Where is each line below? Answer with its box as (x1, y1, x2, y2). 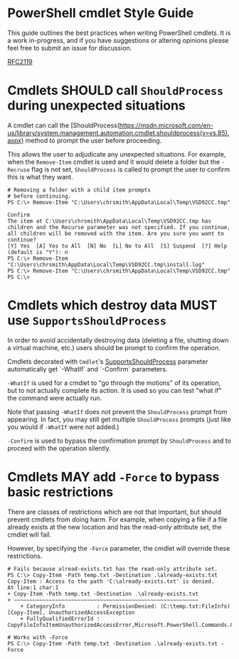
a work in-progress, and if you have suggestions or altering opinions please (7, 36, 229, 44)
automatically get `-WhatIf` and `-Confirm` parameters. (7, 364, 168, 373)
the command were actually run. (7, 394, 102, 402)
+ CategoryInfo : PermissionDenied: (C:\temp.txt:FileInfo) (20, 603, 231, 610)
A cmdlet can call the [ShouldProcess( (7, 121, 119, 130)
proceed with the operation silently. (7, 443, 112, 453)
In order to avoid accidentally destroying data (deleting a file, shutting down (7, 336, 229, 344)
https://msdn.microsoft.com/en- (119, 121, 213, 130)
